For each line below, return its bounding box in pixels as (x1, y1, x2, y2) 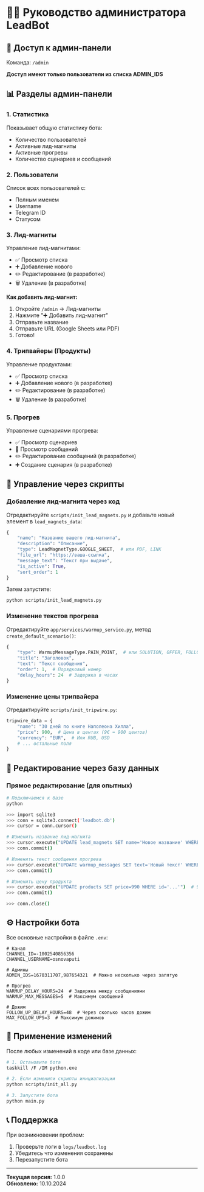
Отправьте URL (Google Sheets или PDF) (15, 325, 120, 332)
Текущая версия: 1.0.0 (6, 1173, 66, 1180)
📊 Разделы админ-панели (6, 89, 112, 99)
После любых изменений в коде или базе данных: (6, 1047, 137, 1054)
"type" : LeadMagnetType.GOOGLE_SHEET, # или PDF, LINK (17, 546, 162, 552)
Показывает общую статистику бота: (6, 124, 103, 131)
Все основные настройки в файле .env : (6, 933, 108, 941)
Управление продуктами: (6, 360, 72, 368)
